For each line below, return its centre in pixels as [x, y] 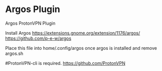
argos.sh [14, 53]
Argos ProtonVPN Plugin [30, 23]
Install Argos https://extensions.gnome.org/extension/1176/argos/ [73, 33]
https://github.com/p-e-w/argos [38, 38]
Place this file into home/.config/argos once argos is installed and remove [81, 48]
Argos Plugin [33, 9]
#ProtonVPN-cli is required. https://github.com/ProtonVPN [65, 63]
